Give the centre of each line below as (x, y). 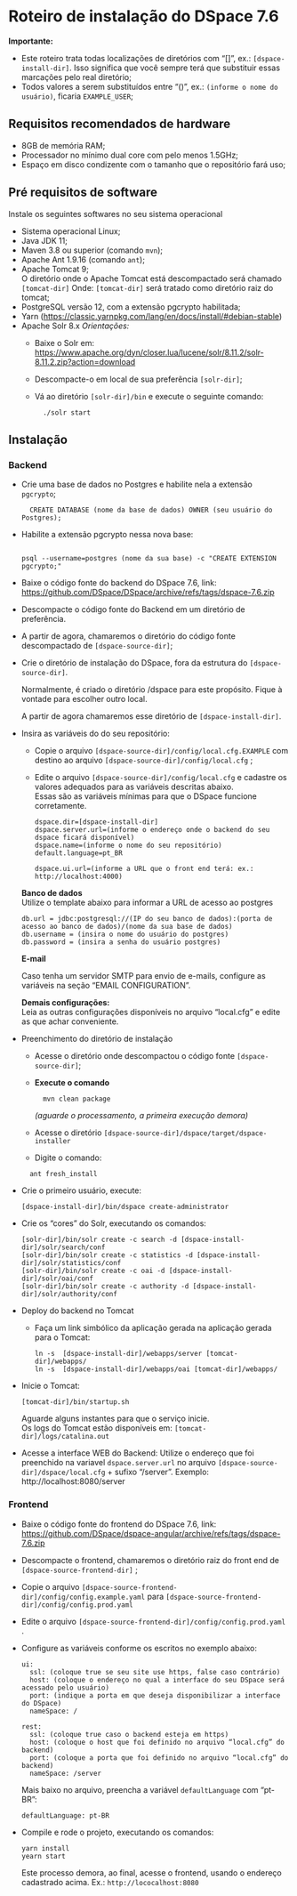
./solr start (66, 412)
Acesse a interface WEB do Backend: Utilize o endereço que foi (137, 1453)
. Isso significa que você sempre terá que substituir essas (175, 68)
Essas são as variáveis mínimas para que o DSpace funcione (145, 796)
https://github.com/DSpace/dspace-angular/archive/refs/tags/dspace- (151, 1533)
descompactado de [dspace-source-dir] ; (97, 646)
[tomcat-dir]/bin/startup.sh (75, 1402)
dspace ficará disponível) (84, 838)
